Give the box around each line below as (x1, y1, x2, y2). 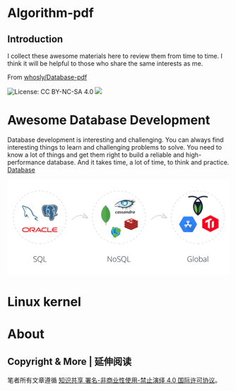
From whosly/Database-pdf (7, 73, 87, 81)
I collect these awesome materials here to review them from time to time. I (7, 52, 223, 60)
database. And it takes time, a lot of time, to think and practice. (47, 157, 230, 167)
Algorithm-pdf (7, 5, 94, 21)
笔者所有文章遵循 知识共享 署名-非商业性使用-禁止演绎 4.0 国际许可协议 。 (7, 375, 221, 384)
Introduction (7, 33, 64, 45)
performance (7, 157, 46, 167)
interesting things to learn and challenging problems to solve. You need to (7, 143, 223, 151)
